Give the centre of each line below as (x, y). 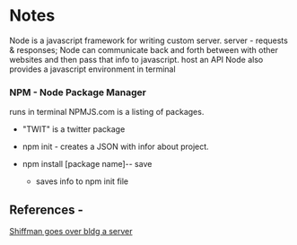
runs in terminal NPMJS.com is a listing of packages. (107, 112)
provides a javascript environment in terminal (93, 69)
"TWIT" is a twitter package (74, 129)
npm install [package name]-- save (87, 164)
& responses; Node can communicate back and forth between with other (144, 49)
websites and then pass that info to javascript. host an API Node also (136, 59)
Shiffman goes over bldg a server (71, 232)
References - (46, 210)
